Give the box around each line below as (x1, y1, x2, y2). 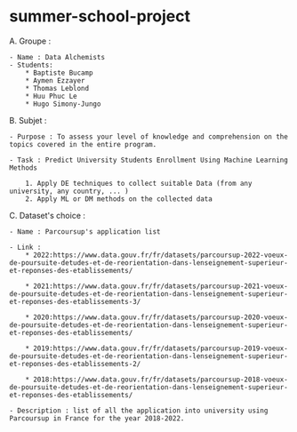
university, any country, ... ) (9, 187, 129, 196)
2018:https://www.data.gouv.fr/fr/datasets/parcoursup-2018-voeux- (32, 375, 289, 384)
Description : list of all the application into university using (17, 406, 269, 415)
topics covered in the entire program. (9, 140, 157, 148)
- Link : (9, 243, 42, 252)
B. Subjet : (9, 115, 47, 125)
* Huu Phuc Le (25, 92, 77, 100)
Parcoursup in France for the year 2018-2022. (9, 413, 185, 423)
